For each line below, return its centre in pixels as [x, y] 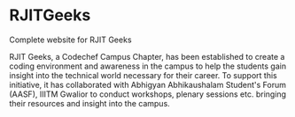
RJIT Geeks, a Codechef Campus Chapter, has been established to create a [147, 56]
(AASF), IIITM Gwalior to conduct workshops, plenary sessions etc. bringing [147, 94]
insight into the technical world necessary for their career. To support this [143, 75]
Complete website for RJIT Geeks [70, 40]
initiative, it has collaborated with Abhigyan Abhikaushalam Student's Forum [147, 84]
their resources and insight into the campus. [89, 103]
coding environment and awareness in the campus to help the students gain [147, 66]
